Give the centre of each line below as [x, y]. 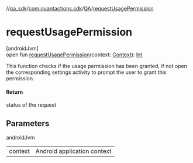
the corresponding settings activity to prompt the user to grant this [86, 72]
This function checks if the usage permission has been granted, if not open [96, 66]
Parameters [28, 123]
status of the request [31, 105]
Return [15, 92]
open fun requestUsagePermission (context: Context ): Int [74, 55]
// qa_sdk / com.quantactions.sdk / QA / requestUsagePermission [80, 9]
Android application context [73, 151]
